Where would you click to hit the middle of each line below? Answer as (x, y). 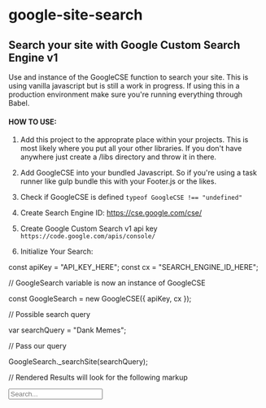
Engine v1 (33, 57)
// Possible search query (50, 315)
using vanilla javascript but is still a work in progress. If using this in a (124, 86)
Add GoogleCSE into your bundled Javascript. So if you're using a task (139, 173)
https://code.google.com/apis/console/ (88, 237)
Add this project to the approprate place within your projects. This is (134, 140)
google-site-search (76, 15)
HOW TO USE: (33, 122)
